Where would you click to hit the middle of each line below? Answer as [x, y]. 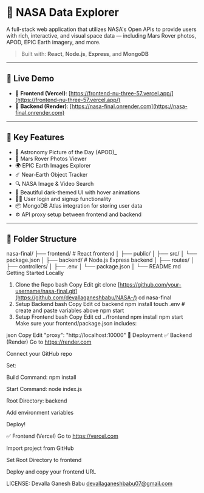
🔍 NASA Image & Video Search [54, 183]
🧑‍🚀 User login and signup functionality [63, 199]
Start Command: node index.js [44, 389]
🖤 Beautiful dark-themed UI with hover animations [77, 192]
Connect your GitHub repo [39, 354]
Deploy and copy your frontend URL [51, 472]
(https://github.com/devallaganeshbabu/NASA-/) [76, 297]
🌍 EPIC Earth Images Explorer [53, 165]
